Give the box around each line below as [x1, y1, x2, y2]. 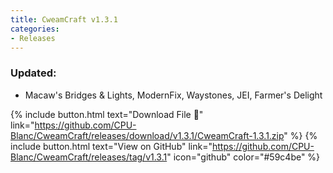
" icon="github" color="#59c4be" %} [166, 151, 321, 163]
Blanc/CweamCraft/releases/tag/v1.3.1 [10, 151, 168, 163]
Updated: [10, 66, 57, 80]
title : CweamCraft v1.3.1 [10, 14, 118, 25]
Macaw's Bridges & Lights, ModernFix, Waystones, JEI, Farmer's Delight [24, 89, 323, 101]
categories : [10, 24, 60, 34]
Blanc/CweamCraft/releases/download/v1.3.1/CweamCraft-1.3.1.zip [10, 129, 285, 141]
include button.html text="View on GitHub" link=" [10, 140, 213, 152]
